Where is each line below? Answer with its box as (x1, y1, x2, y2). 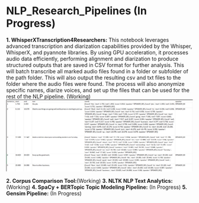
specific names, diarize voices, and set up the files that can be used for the (6, 86, 190, 94)
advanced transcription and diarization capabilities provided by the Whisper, (6, 43, 192, 50)
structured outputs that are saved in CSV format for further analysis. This (6, 61, 185, 69)
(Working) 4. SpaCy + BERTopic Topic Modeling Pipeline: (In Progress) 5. (6, 183, 188, 191)
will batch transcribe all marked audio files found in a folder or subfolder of (6, 67, 188, 75)
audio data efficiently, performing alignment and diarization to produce (6, 55, 179, 62)
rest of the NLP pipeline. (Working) (6, 93, 91, 100)
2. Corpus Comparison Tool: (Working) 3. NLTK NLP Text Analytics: (6, 178, 173, 185)
